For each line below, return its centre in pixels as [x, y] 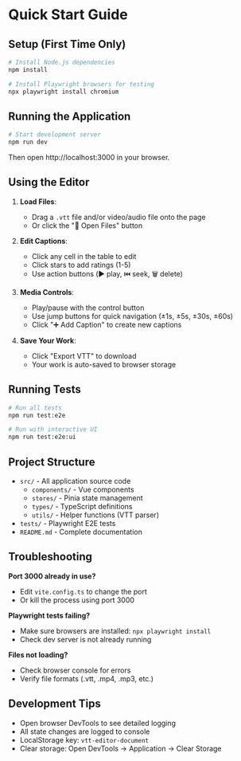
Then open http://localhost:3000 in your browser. [89, 158]
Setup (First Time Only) [67, 44]
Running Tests [45, 389]
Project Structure [52, 462]
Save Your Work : [48, 340]
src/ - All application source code [75, 481]
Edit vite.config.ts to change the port [83, 591]
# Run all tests [35, 408]
